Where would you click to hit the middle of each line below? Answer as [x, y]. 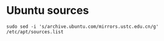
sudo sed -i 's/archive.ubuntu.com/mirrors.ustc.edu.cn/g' [83, 27]
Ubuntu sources [48, 11]
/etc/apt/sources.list [35, 32]
